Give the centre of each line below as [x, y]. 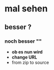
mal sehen [26, 9]
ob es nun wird [27, 52]
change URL [24, 57]
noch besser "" [23, 41]
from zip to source [30, 62]
